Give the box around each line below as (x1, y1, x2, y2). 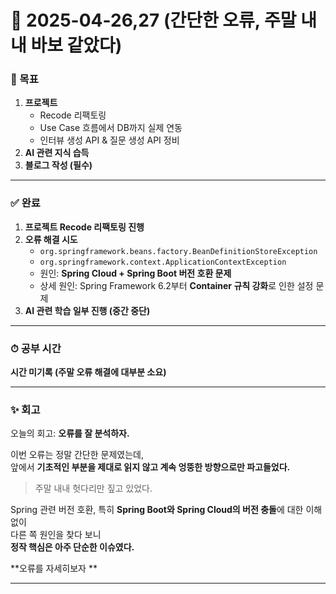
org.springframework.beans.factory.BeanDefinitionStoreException (39, 246, 318, 256)
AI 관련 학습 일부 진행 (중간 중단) (24, 304, 151, 316)
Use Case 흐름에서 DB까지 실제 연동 (39, 122, 183, 134)
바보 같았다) (30, 34, 123, 57)
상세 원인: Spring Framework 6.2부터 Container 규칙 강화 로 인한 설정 (39, 279, 314, 291)
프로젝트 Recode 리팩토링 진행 (24, 221, 145, 233)
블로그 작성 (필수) (24, 159, 93, 171)
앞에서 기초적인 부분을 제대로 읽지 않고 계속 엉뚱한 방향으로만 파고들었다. (10, 461, 291, 473)
